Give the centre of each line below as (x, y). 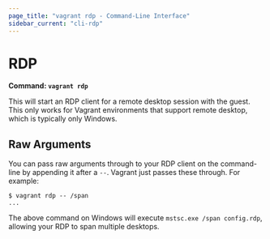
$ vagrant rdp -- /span (49, 196)
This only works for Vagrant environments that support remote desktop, (128, 110)
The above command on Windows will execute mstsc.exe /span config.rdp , (135, 218)
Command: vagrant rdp (48, 86)
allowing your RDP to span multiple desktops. (84, 227)
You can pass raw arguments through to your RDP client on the (114, 164)
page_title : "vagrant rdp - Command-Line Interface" (99, 16)
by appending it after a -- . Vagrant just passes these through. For (131, 173)
